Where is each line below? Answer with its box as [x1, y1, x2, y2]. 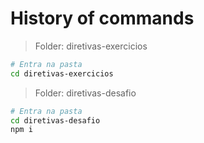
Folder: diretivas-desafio [34, 87, 137, 99]
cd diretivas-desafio [10, 115, 101, 126]
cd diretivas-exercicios [10, 68, 114, 79]
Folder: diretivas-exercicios [34, 40, 148, 52]
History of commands [10, 7, 195, 30]
